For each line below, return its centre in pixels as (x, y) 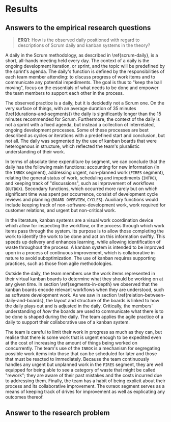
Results (22, 9)
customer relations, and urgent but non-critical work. (61, 210)
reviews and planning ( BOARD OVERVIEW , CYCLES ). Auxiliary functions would (82, 200)
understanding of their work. (35, 152)
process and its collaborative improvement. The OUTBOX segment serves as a (85, 386)
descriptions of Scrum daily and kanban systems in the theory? (84, 45)
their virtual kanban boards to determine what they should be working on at (84, 279)
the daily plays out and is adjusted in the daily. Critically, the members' (79, 306)
